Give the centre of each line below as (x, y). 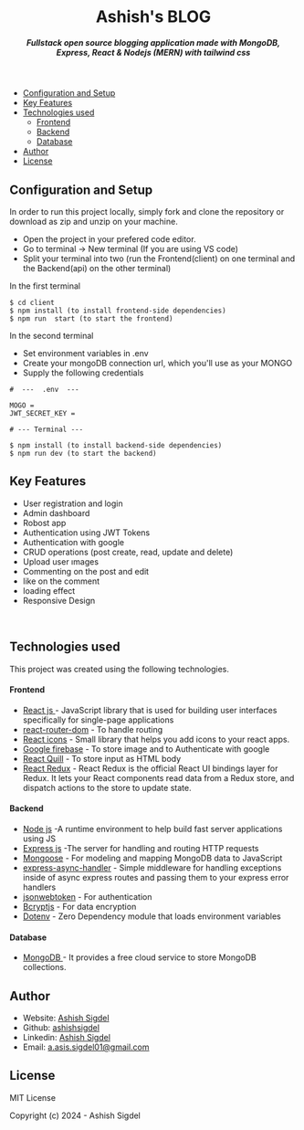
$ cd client (32, 302)
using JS (39, 839)
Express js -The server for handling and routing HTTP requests (141, 848)
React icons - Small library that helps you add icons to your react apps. (156, 739)
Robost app (44, 523)
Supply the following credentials (83, 373)
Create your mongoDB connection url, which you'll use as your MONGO (157, 363)
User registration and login (73, 503)
